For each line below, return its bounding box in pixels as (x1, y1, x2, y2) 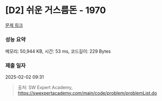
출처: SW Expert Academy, (17, 84, 73, 90)
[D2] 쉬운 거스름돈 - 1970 (5, 5, 106, 16)
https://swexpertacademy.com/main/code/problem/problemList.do (17, 90, 157, 96)
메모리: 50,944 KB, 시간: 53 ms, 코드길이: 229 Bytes (5, 48, 111, 54)
